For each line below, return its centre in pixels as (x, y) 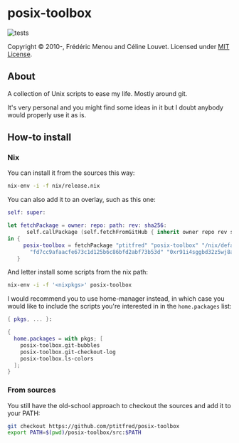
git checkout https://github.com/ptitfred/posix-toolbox (94, 426)
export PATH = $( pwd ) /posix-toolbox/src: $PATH (74, 433)
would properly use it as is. (47, 114)
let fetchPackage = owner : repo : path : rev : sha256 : (87, 225)
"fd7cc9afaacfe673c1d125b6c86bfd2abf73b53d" (96, 252)
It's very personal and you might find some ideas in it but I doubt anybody (116, 107)
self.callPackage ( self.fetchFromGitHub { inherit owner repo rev (127, 233)
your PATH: (24, 413)
